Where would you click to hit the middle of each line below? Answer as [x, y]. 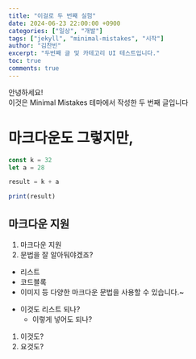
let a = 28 [27, 167]
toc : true [25, 61]
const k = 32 [30, 160]
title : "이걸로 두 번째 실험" [52, 16]
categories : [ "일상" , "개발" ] [56, 31]
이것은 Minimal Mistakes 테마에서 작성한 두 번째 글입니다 [98, 102]
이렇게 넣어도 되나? [62, 319]
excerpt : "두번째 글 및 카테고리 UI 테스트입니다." [84, 53]
